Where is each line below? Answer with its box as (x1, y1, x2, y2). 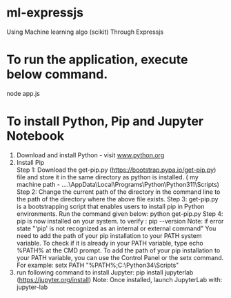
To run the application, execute (6, 52, 188, 68)
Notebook (6, 128, 65, 144)
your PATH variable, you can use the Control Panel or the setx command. (16, 253, 224, 261)
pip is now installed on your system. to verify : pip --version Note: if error (16, 217, 224, 225)
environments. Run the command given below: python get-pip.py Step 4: (16, 209, 223, 218)
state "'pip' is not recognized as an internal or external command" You (16, 224, 217, 232)
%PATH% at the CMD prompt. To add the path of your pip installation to (16, 246, 221, 255)
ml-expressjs (6, 5, 84, 21)
